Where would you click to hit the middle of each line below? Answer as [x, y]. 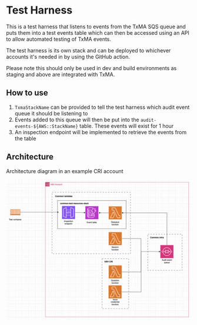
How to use [27, 93]
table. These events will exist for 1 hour [126, 126]
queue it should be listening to [51, 113]
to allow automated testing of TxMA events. [59, 39]
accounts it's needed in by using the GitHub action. [68, 57]
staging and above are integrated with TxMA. [61, 74]
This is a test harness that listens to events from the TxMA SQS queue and [96, 26]
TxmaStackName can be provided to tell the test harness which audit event [102, 107]
